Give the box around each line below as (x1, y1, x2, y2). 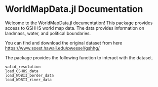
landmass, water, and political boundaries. (5, 30, 91, 36)
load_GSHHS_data (5, 68, 39, 74)
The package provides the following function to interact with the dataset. (5, 54, 153, 60)
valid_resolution (5, 64, 41, 69)
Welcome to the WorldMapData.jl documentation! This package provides (5, 20, 153, 26)
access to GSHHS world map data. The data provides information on (5, 25, 145, 31)
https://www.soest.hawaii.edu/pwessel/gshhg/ (5, 45, 100, 51)
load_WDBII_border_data (5, 73, 54, 78)
